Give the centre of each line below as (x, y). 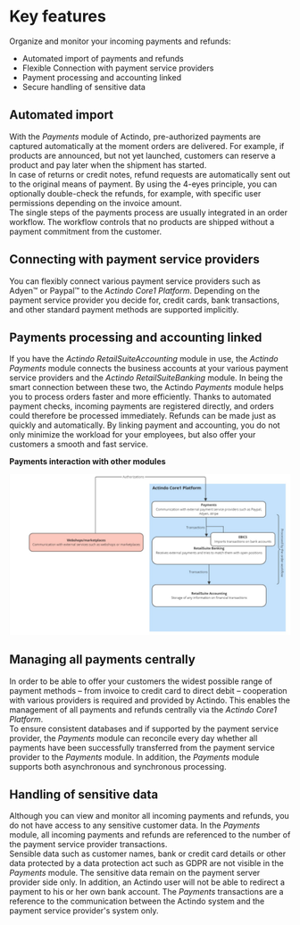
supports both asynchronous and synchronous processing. (118, 766)
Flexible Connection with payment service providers (118, 68)
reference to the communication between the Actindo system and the (137, 901)
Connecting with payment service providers (135, 259)
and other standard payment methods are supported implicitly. (124, 309)
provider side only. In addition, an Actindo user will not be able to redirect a (147, 882)
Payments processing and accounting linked (136, 337)
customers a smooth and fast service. (79, 445)
